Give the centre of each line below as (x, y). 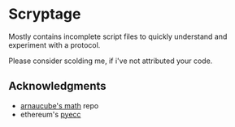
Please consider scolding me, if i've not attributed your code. (111, 61)
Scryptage (45, 14)
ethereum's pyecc (50, 114)
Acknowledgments (58, 86)
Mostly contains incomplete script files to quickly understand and (118, 36)
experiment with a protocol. (54, 44)
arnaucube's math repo (59, 105)
